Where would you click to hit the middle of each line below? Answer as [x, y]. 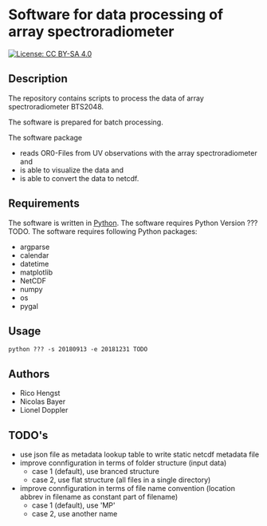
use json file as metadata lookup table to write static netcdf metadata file [139, 454]
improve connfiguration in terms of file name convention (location [127, 488]
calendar [34, 255]
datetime [34, 263]
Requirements [44, 204]
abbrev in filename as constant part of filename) [99, 497]
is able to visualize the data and [71, 170]
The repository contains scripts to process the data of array [106, 98]
